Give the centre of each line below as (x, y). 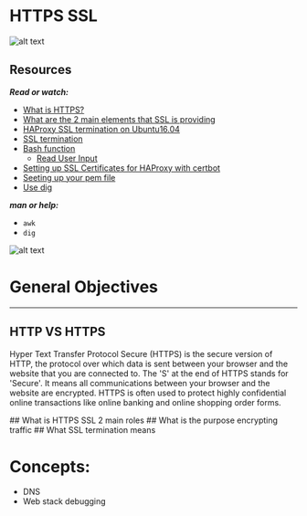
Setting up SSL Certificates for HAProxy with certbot (122, 168)
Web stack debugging (64, 501)
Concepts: (50, 466)
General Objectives (84, 286)
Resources (41, 70)
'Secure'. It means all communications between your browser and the (140, 383)
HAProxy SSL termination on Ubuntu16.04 (101, 129)
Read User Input (67, 158)
